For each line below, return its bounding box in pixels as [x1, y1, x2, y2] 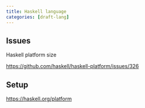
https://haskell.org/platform [6, 95, 72, 103]
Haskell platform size [6, 51, 57, 59]
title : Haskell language [6, 8, 67, 15]
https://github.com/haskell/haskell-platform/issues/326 [6, 63, 139, 70]
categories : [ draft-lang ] [6, 14, 69, 20]
